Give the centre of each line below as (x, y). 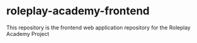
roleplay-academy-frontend (78, 11)
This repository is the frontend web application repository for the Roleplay (98, 27)
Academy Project (28, 33)
